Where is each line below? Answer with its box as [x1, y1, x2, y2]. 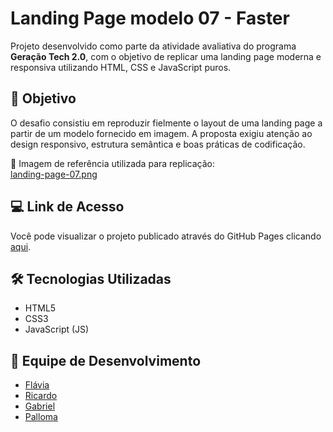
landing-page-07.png [10, 168, 98, 180]
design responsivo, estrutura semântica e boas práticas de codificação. [10, 138, 306, 150]
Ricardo [24, 390, 58, 402]
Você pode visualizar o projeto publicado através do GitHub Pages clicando [10, 230, 322, 242]
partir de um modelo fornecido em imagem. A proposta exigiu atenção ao [10, 127, 313, 139]
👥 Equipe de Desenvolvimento [10, 352, 202, 369]
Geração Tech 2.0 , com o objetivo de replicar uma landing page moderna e [10, 50, 322, 62]
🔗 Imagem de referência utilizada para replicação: [10, 157, 216, 169]
